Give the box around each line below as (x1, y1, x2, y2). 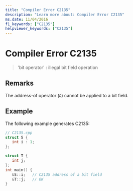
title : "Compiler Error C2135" (5, 7, 71, 13)
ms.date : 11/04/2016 (5, 17, 49, 22)
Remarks (5, 79, 34, 88)
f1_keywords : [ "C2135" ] (5, 21, 55, 27)
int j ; (12, 158, 26, 163)
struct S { (5, 135, 28, 140)
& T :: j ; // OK (12, 177, 44, 182)
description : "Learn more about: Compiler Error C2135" (5, 12, 124, 17)
